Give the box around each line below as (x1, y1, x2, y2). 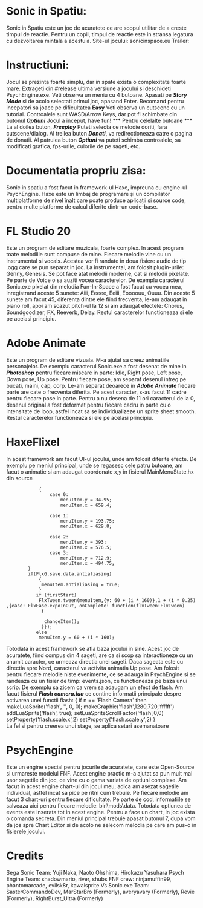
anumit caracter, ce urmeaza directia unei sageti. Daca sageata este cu (6, 658, 184, 665)
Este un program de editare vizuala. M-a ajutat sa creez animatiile (6, 356, 170, 364)
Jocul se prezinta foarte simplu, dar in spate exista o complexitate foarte (6, 78, 186, 85)
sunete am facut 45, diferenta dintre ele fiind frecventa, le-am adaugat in (6, 295, 187, 303)
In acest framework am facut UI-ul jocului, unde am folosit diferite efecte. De (6, 455, 197, 462)
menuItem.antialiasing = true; (41, 581, 120, 587)
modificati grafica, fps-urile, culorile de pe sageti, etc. (6, 142, 140, 149)
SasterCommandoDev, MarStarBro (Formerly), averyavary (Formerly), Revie (6, 888, 195, 895)
